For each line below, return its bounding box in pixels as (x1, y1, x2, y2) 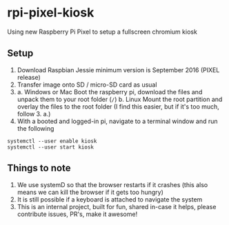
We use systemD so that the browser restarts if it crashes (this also (17, 180, 208, 189)
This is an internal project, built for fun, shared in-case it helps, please (17, 202, 217, 211)
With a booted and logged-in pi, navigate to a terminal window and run (17, 117, 219, 125)
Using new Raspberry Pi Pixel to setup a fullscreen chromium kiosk (7, 28, 198, 36)
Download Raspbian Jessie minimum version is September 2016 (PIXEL (17, 65, 220, 74)
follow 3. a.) (17, 109, 51, 118)
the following (17, 124, 54, 132)
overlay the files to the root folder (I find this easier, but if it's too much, (17, 102, 219, 111)
